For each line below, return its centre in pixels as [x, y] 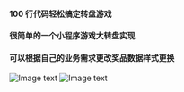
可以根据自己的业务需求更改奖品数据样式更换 [92, 57]
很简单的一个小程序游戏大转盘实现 [72, 36]
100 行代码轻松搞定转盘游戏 [61, 13]
